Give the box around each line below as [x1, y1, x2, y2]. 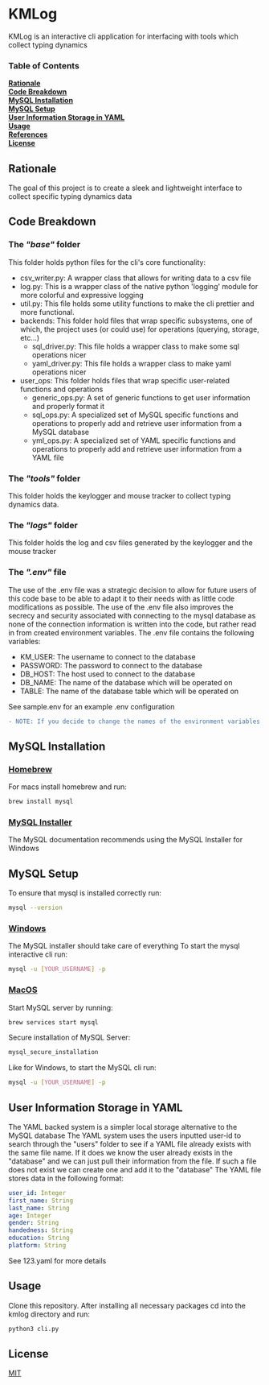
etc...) [19, 333, 40, 342]
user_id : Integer [8, 1189, 67, 1197]
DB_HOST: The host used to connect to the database [19, 669, 195, 679]
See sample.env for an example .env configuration [8, 701, 175, 711]
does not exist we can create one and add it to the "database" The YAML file [8, 1164, 262, 1174]
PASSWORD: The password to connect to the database [19, 660, 203, 670]
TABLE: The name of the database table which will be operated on [19, 686, 239, 696]
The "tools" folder [8, 473, 81, 484]
